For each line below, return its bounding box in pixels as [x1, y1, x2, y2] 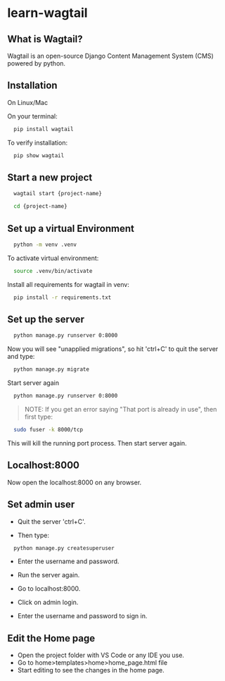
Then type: [17, 531, 49, 539]
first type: [24, 412, 53, 421]
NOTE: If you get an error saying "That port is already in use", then [24, 405, 217, 413]
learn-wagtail [7, 5, 88, 21]
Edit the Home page [7, 632, 96, 644]
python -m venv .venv [13, 241, 77, 248]
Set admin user [7, 498, 75, 510]
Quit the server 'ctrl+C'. [17, 517, 86, 526]
